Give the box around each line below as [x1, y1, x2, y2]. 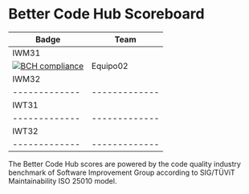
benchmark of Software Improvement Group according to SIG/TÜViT [8, 168, 235, 177]
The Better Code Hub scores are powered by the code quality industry [8, 159, 241, 168]
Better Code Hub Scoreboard [8, 5, 205, 23]
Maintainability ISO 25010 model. [8, 176, 117, 185]
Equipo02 [91, 60, 129, 71]
